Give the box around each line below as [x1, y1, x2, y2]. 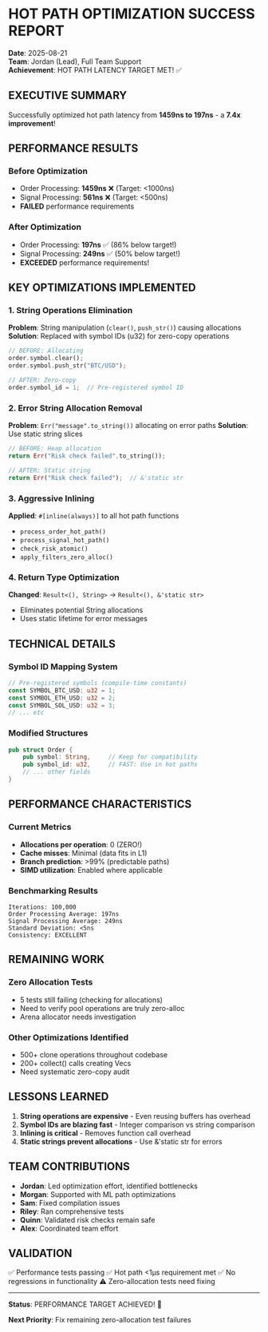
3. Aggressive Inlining [8, 493, 95, 504]
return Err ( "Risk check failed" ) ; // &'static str [8, 474, 183, 482]
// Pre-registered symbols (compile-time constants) [8, 679, 187, 687]
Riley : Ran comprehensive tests [19, 1207, 124, 1216]
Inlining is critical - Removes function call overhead [19, 1128, 191, 1138]
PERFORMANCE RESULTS [8, 141, 139, 156]
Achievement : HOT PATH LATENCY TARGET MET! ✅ [8, 65, 183, 74]
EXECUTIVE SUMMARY [8, 89, 128, 102]
